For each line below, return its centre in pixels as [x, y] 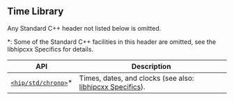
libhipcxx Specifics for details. [50, 49]
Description [151, 66]
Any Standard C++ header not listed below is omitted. [84, 28]
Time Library [36, 11]
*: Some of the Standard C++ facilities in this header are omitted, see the [112, 42]
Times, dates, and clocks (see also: [136, 78]
